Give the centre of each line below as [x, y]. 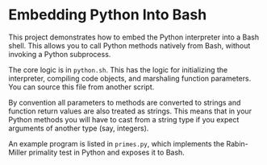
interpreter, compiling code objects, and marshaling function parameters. [130, 78]
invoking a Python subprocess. [60, 54]
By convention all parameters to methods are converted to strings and [125, 102]
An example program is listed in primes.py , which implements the [117, 143]
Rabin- [237, 143]
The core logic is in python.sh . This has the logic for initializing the [118, 69]
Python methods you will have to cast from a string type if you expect [124, 119]
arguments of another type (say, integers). [79, 128]
